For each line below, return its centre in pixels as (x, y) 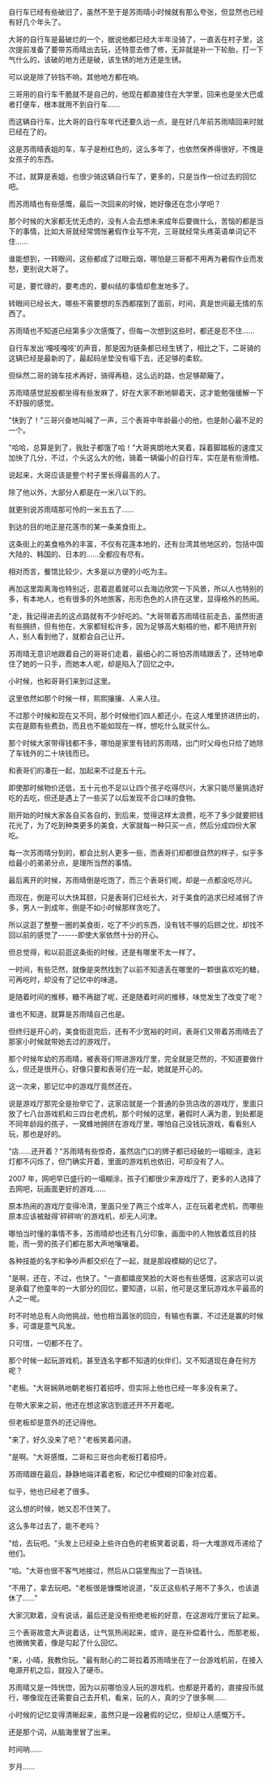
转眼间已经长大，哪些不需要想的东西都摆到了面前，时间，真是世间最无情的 (132, 303)
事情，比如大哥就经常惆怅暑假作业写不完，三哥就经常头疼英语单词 (132, 231)
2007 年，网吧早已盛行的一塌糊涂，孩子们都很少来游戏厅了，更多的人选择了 (135, 1179)
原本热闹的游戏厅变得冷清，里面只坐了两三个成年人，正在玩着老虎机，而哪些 (136, 1206)
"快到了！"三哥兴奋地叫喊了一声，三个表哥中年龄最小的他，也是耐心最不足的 (136, 420)
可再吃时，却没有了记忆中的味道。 (65, 980)
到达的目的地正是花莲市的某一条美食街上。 (79, 527)
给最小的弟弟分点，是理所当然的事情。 (72, 863)
